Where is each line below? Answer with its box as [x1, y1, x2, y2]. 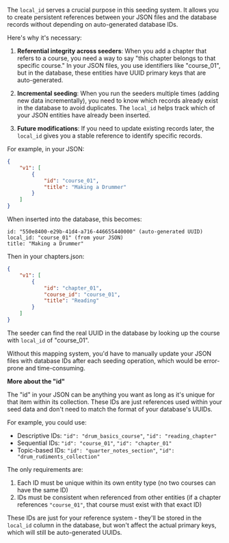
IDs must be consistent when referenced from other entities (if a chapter [16, 493, 221, 501]
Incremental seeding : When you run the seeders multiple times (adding [16, 89, 219, 97]
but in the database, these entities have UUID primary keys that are [16, 68, 206, 77]
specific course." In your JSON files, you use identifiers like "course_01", [16, 62, 221, 69]
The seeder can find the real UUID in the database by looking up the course [7, 329, 220, 337]
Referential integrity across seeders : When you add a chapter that [16, 47, 207, 55]
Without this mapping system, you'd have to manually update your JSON [7, 349, 212, 357]
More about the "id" [7, 377, 65, 386]
